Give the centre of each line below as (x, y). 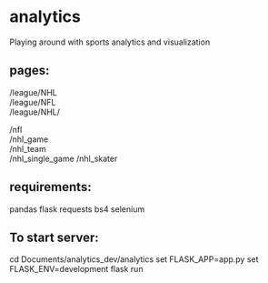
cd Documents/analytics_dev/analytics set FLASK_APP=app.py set (134, 259)
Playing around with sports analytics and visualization (110, 42)
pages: (30, 71)
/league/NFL (33, 102)
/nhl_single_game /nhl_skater (64, 158)
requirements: (51, 187)
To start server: (55, 237)
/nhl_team (28, 148)
